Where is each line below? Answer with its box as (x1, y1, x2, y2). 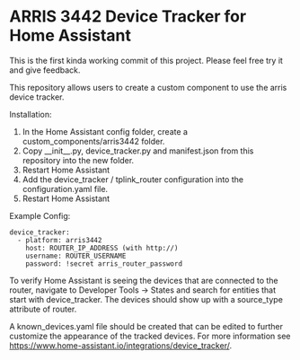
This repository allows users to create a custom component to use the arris (9, 82, 287, 92)
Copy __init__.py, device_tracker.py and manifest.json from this (22, 145, 254, 156)
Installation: (9, 109, 52, 119)
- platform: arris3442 (17, 235, 102, 244)
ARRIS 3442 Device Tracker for (9, 6, 247, 27)
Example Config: (9, 210, 71, 221)
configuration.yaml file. (22, 183, 109, 194)
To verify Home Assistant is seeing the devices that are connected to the (9, 275, 278, 285)
